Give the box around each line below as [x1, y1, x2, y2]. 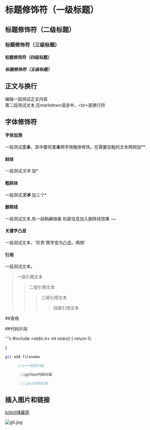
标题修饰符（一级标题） [5, 4, 99, 16]
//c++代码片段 [17, 363, 44, 368]
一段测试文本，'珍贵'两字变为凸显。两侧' [5, 239, 86, 245]
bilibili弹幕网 [5, 409, 30, 415]
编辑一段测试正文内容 [5, 96, 48, 102]
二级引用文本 [29, 284, 55, 290]
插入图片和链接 [5, 396, 50, 404]
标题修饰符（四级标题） [5, 54, 52, 60]
